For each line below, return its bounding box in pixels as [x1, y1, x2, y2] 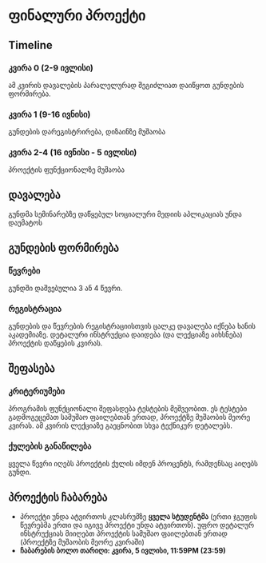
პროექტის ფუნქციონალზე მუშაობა [8, 165, 125, 174]
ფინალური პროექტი [8, 6, 146, 25]
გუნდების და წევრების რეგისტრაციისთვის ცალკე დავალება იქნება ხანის [8, 321, 256, 331]
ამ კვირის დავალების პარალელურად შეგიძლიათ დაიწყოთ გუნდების [8, 80, 244, 90]
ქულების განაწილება [8, 441, 92, 452]
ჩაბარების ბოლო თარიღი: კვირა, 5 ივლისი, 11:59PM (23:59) [19, 546, 226, 556]
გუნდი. [8, 467, 32, 477]
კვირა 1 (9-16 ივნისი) [8, 109, 91, 120]
